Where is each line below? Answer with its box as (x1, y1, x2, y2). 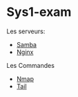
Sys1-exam (6, 4, 72, 20)
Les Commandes (6, 61, 55, 69)
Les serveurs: (6, 27, 46, 35)
